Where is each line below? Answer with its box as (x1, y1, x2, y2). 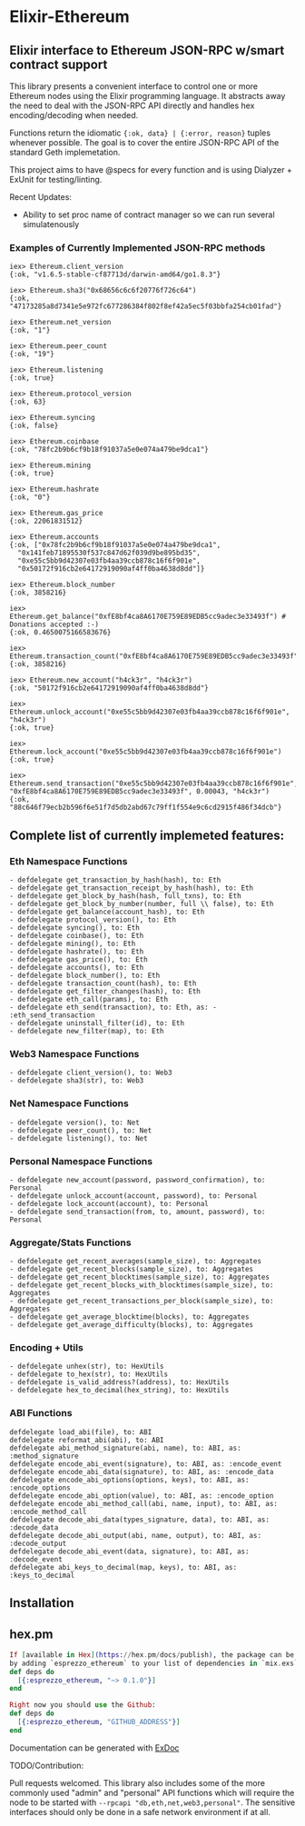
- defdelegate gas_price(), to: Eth (9, 954, 148, 964)
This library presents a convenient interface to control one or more (9, 81, 259, 92)
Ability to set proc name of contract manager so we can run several (22, 209, 275, 220)
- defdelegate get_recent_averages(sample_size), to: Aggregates (9, 1257, 261, 1266)
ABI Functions (9, 1407, 73, 1420)
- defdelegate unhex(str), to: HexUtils (9, 1362, 165, 1372)
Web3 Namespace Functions (9, 1047, 140, 1060)
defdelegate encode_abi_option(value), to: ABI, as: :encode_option (9, 1491, 274, 1501)
